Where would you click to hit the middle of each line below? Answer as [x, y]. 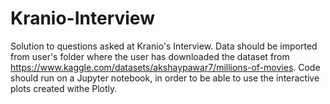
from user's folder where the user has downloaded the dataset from [150, 56]
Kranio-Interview [82, 18]
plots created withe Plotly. [64, 88]
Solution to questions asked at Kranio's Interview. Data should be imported [164, 46]
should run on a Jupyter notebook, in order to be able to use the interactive [165, 78]
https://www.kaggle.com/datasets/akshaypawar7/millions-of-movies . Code [165, 67]
